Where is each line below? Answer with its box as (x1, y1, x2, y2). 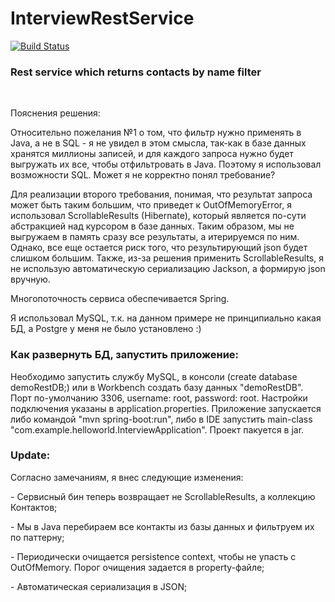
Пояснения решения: (10, 107, 101, 119)
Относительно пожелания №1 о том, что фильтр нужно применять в (10, 127, 302, 139)
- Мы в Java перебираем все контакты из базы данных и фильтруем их (10, 520, 315, 532)
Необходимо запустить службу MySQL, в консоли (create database (10, 370, 298, 382)
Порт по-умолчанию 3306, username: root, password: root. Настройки (10, 392, 308, 404)
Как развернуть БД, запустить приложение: (10, 348, 240, 362)
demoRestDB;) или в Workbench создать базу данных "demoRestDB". (10, 381, 304, 393)
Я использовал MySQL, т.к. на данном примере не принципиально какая (10, 312, 322, 324)
